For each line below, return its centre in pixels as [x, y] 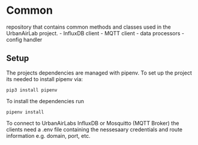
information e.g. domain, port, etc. [49, 135]
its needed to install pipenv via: [44, 79]
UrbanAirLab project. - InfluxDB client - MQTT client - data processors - [95, 33]
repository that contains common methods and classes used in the [88, 27]
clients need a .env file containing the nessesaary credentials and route [94, 129]
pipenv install [25, 112]
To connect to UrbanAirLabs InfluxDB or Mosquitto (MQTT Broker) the [93, 123]
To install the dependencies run [45, 101]
